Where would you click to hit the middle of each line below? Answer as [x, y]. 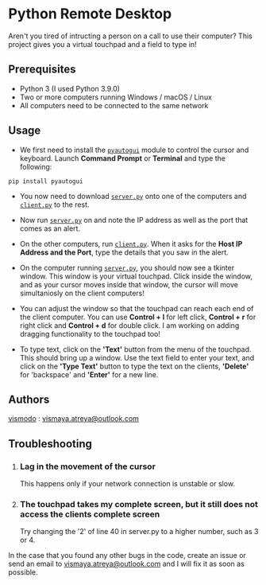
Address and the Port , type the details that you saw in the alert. [124, 252]
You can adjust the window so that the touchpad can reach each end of [137, 308]
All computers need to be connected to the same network [114, 105]
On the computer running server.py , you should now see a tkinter [127, 267]
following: [36, 166]
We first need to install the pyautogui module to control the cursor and [134, 150]
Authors [29, 399]
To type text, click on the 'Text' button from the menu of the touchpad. [135, 349]
